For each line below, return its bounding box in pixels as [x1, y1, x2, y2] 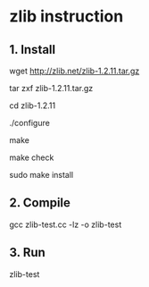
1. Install [9, 42, 56, 57]
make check [9, 152, 54, 163]
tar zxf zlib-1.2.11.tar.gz [9, 83, 94, 93]
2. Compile [9, 195, 71, 211]
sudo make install [9, 170, 74, 180]
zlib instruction [9, 6, 124, 27]
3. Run [9, 245, 46, 260]
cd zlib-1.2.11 [9, 100, 56, 111]
